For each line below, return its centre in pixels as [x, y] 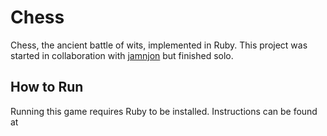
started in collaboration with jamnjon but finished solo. [122, 55]
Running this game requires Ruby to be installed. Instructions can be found [164, 111]
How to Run [47, 87]
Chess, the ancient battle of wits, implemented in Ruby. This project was [159, 45]
